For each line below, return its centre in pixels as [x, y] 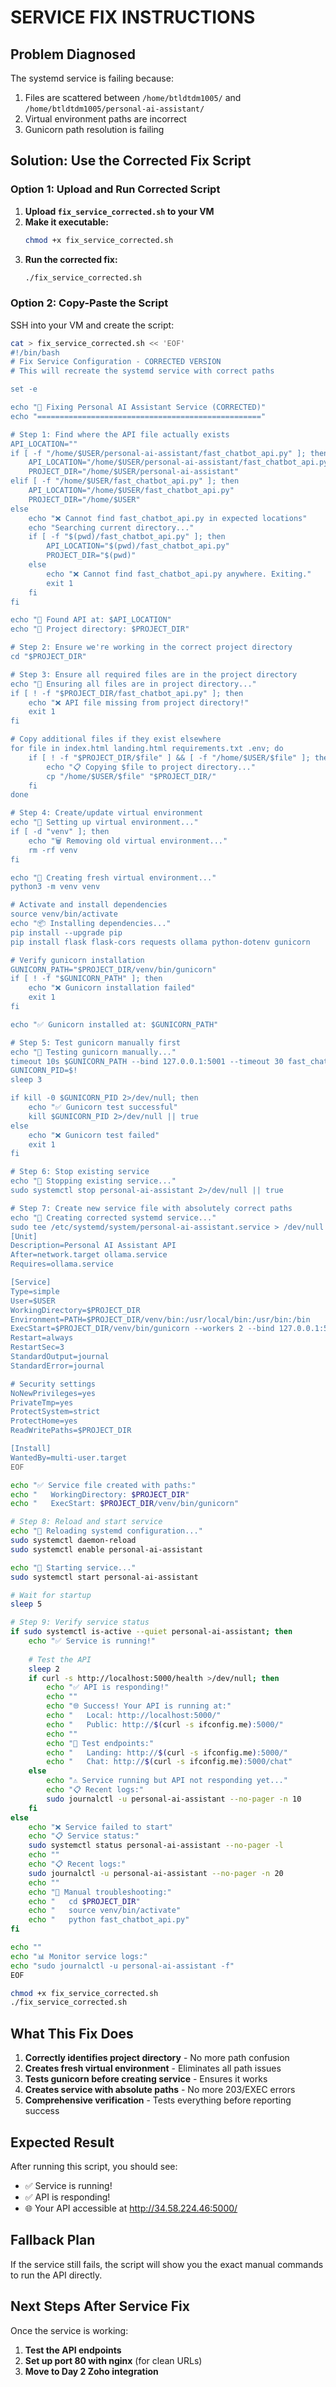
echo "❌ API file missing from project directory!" [139, 702]
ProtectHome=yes [44, 1421]
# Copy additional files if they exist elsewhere [116, 739]
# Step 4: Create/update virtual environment [106, 813]
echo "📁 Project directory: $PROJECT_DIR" [100, 629]
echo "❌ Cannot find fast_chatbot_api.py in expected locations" [168, 518]
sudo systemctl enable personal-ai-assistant [106, 1549]
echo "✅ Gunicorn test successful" [103, 1107]
